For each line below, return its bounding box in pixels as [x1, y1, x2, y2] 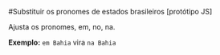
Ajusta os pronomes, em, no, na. [8, 22, 116, 31]
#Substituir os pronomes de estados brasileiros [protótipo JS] [8, 7, 213, 16]
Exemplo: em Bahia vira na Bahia [8, 37, 116, 47]
